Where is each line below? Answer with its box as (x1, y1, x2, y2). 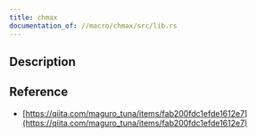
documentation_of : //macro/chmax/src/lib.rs (9, 21, 178, 30)
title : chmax (9, 12, 58, 22)
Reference (9, 85, 69, 100)
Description (9, 54, 76, 69)
